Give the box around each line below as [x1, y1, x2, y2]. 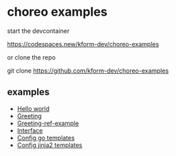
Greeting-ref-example [16, 119, 79, 127]
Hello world [16, 104, 50, 113]
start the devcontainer [7, 27, 70, 35]
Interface [16, 126, 43, 134]
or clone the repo [7, 53, 56, 62]
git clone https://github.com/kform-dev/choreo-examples [7, 66, 169, 75]
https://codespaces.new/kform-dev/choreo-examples [7, 40, 160, 48]
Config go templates [16, 133, 75, 142]
